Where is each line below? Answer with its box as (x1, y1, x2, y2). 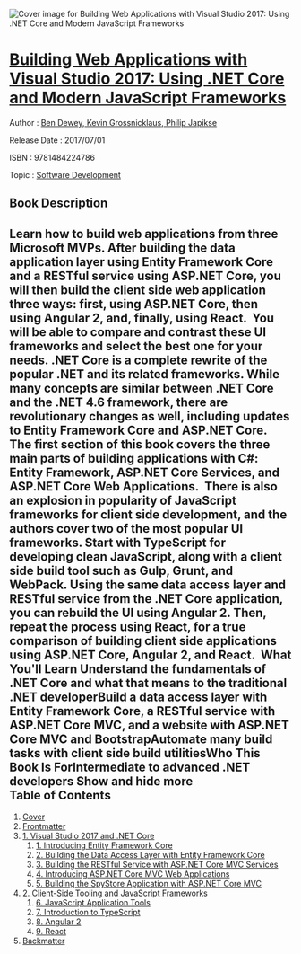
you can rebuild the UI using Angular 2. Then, (9, 605, 267, 620)
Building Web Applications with (9, 49, 248, 70)
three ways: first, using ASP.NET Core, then (9, 296, 258, 312)
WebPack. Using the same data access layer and (9, 577, 287, 592)
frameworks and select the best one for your (9, 338, 263, 354)
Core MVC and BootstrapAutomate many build (9, 731, 273, 746)
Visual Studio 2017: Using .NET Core (9, 68, 285, 89)
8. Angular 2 (35, 916, 82, 927)
